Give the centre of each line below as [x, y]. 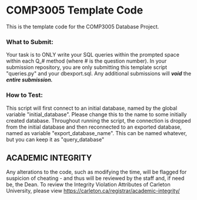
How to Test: [24, 95]
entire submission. [29, 80]
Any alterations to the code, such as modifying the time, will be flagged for [96, 172]
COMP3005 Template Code [75, 10]
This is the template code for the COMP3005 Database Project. [83, 27]
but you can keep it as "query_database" [55, 139]
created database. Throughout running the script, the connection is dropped [98, 120]
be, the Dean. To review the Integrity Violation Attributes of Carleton [88, 185]
